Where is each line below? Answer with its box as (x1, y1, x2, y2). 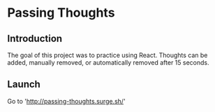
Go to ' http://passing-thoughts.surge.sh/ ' (7, 97, 126, 105)
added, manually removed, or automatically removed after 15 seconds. (7, 58, 209, 67)
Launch (7, 79, 40, 90)
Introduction (7, 33, 63, 45)
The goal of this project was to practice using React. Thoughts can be (7, 51, 208, 59)
